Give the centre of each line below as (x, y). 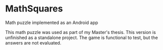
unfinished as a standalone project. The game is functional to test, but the (82, 37)
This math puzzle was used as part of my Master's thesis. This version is (80, 32)
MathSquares (34, 9)
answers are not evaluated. (33, 42)
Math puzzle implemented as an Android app (52, 22)
